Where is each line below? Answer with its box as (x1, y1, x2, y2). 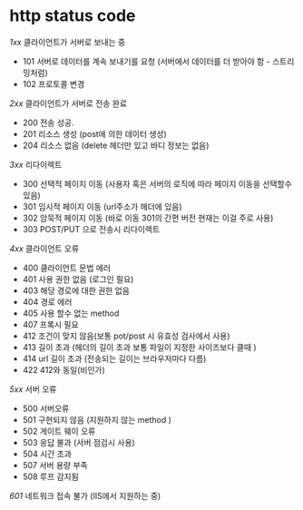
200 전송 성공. (22, 117, 74, 128)
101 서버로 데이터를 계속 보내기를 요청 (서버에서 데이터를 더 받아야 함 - (22, 55, 270, 66)
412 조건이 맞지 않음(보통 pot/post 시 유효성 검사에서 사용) (22, 330, 230, 341)
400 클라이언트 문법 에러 (22, 262, 112, 273)
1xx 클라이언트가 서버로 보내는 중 (9, 36, 126, 47)
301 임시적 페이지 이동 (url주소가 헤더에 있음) (22, 201, 183, 211)
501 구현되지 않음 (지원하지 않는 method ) (22, 414, 172, 425)
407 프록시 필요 (22, 319, 79, 329)
